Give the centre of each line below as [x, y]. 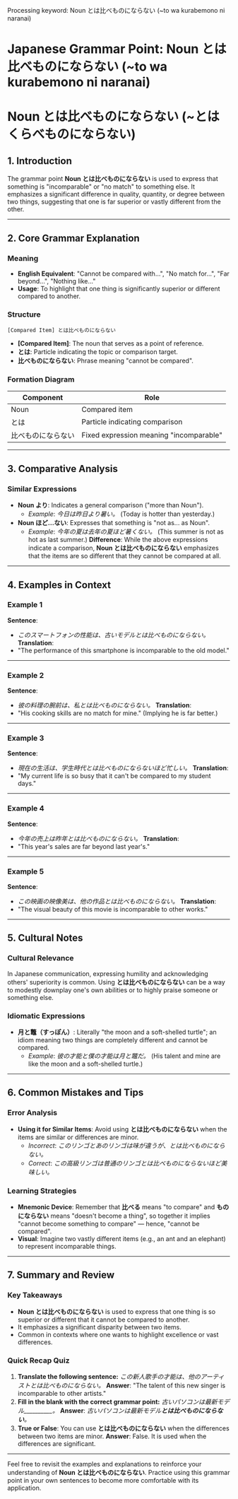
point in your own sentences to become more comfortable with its [103, 1480]
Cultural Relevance [41, 958]
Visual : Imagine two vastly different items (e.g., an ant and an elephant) [121, 1239]
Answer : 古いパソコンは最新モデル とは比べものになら [138, 1410]
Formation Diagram [41, 380]
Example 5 [26, 871]
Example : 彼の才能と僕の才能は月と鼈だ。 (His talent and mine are [124, 1056]
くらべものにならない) [72, 135]
